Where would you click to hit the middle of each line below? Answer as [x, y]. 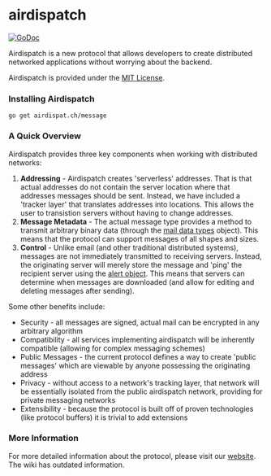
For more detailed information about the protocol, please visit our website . [132, 456]
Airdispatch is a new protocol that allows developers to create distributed [131, 53]
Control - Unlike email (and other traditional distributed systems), [129, 247]
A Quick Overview [45, 136]
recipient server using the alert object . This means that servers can [132, 273]
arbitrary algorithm [52, 330]
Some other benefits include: [57, 306]
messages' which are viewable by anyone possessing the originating [135, 365]
